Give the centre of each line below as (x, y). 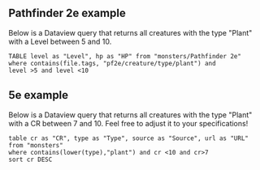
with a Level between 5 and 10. (60, 41)
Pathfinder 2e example (67, 13)
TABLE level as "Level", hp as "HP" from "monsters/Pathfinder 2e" (125, 56)
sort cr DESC (30, 159)
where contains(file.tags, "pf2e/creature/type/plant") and (113, 63)
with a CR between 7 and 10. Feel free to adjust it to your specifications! (128, 123)
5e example (39, 95)
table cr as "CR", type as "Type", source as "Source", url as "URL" (129, 138)
